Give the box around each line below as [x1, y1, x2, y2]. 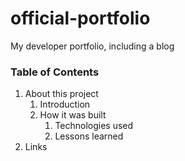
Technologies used [54, 120, 134, 132]
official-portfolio [10, 7, 151, 30]
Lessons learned [54, 130, 124, 142]
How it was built [39, 109, 107, 121]
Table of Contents [10, 65, 100, 79]
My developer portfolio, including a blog [10, 40, 175, 52]
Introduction [39, 98, 91, 111]
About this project [24, 88, 99, 100]
